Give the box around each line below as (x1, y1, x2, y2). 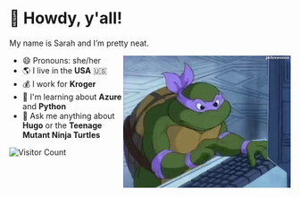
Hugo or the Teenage (21, 120, 103, 131)
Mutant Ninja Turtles (21, 129, 101, 140)
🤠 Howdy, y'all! (9, 8, 123, 29)
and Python (21, 100, 67, 111)
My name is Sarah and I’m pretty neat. (9, 38, 149, 48)
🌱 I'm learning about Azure (21, 91, 122, 102)
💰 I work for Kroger (21, 78, 96, 89)
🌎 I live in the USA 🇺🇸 (21, 64, 107, 75)
